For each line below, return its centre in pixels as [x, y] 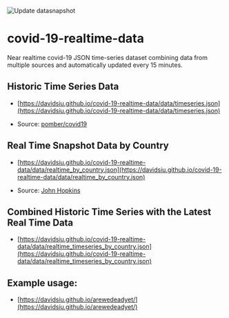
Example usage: [42, 283]
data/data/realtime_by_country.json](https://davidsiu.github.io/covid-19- [119, 170]
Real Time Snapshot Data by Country [88, 146]
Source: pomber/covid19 [52, 123]
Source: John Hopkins [49, 190]
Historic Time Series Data [63, 87]
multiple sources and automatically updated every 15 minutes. [95, 65]
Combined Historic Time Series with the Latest [109, 211]
